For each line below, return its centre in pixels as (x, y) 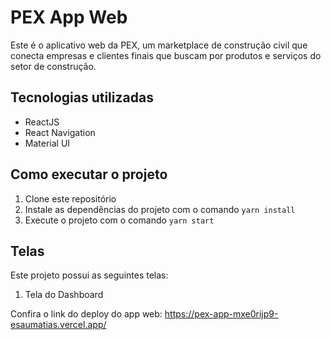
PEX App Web (69, 17)
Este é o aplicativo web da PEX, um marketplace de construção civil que (159, 45)
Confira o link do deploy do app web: (86, 314)
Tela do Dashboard (64, 295)
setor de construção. (53, 66)
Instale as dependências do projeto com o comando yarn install (160, 209)
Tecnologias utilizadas (82, 97)
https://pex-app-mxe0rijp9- (221, 314)
